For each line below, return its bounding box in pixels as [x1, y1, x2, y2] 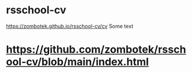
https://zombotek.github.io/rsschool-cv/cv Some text [6, 23, 134, 30]
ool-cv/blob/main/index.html [6, 56, 149, 68]
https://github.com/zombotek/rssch [6, 43, 187, 56]
